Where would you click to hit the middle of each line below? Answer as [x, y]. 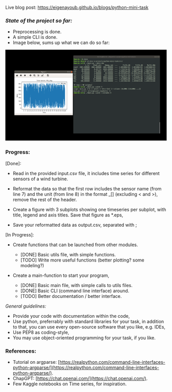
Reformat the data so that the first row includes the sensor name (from [87, 188]
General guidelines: [26, 306]
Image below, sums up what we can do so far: [61, 42]
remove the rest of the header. [45, 200]
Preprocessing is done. [37, 32]
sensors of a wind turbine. [40, 179]
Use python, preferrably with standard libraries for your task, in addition [88, 321]
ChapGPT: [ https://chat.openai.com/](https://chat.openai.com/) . [80, 378]
